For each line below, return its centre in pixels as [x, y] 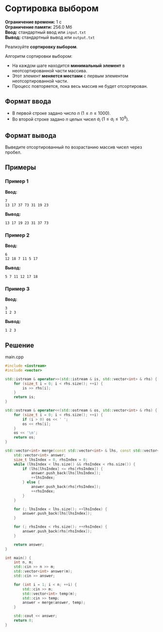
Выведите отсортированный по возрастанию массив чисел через [73, 147]
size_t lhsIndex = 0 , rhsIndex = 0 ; [51, 460]
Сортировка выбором [52, 8]
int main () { [18, 558]
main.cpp [14, 357]
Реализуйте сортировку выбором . [41, 47]
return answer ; [29, 544]
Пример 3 [17, 289]
